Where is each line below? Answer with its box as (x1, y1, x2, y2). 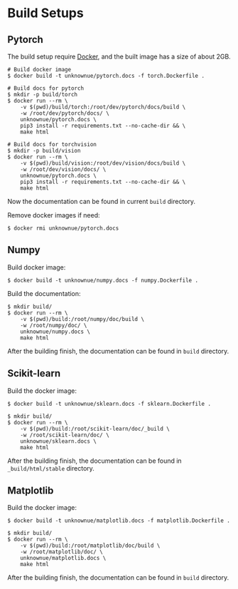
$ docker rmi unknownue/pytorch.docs (7, 225, 119, 232)
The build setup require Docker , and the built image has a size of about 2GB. (7, 52, 231, 61)
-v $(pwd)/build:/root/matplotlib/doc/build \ (20, 542, 161, 550)
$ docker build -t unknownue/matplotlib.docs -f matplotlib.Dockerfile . (7, 517, 231, 525)
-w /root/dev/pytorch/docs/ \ (20, 110, 110, 117)
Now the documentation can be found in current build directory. (7, 198, 196, 205)
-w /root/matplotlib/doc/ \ (20, 548, 103, 555)
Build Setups (7, 5, 84, 21)
